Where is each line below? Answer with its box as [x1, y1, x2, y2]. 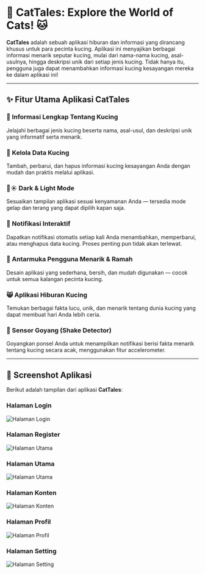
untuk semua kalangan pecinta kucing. [6, 275, 104, 282]
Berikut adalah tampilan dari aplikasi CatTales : [6, 386, 123, 393]
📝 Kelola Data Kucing [6, 148, 70, 157]
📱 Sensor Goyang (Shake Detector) [6, 326, 112, 335]
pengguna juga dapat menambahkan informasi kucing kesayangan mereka [6, 64, 194, 72]
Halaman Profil [6, 518, 51, 526]
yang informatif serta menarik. [6, 133, 82, 140]
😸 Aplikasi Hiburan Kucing [6, 290, 87, 299]
